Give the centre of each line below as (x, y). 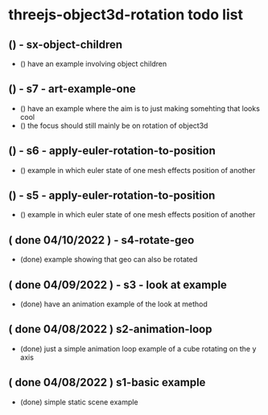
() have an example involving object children (93, 64)
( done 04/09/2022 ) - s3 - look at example (118, 284)
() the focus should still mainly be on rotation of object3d (114, 125)
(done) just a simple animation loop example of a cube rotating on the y (138, 348)
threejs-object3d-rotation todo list (126, 15)
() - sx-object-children (66, 45)
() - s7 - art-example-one (72, 89)
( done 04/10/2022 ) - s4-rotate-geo (101, 240)
